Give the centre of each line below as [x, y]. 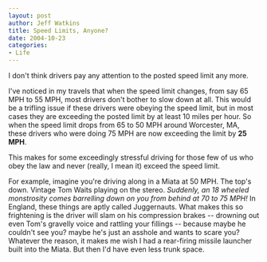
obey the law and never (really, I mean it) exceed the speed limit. [114, 166]
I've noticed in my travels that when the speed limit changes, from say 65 [128, 91]
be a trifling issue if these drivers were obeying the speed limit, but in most [131, 108]
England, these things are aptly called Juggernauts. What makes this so [126, 207]
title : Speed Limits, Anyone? [59, 30]
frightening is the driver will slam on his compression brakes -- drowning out [134, 215]
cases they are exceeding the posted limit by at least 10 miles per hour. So [130, 116]
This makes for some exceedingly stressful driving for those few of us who [131, 157]
